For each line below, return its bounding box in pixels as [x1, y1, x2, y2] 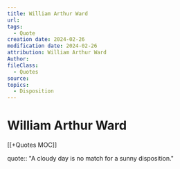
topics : [7, 81, 30, 88]
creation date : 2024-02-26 [7, 36, 85, 43]
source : [7, 74, 30, 82]
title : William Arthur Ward [7, 10, 89, 17]
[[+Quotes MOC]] [7, 140, 57, 150]
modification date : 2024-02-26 [7, 42, 98, 49]
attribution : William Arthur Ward [7, 49, 107, 56]
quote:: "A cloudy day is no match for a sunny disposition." [7, 154, 174, 163]
